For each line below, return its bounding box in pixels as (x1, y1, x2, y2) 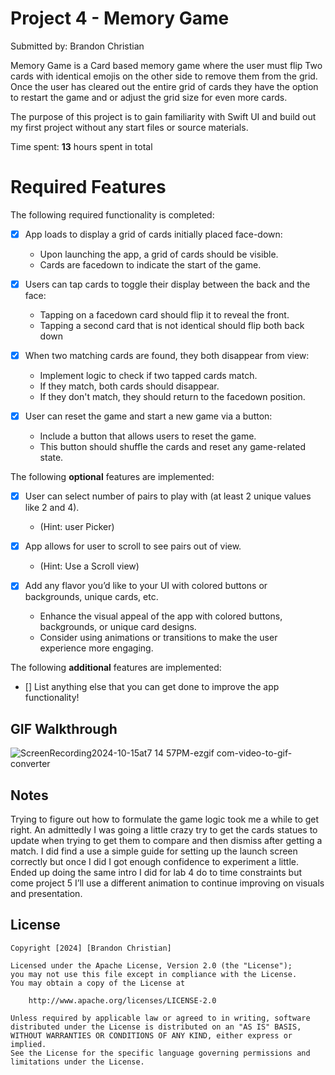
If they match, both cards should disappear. (39, 380, 220, 392)
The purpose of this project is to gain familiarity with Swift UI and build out (10, 110, 317, 122)
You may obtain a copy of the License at (10, 978, 186, 988)
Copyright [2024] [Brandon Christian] (10, 943, 172, 953)
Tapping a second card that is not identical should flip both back (39, 320, 305, 331)
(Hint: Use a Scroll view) (39, 560, 140, 572)
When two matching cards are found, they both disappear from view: (24, 350, 310, 361)
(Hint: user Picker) (39, 521, 115, 533)
